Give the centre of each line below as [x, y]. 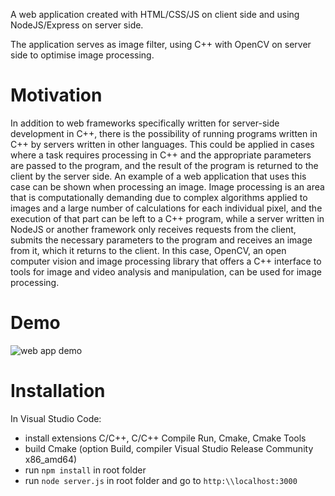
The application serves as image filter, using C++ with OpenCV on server [161, 44]
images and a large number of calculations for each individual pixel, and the [166, 208]
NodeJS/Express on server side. [77, 25]
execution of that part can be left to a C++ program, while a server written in [167, 218]
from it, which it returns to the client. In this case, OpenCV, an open [148, 250]
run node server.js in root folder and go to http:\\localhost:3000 [161, 480]
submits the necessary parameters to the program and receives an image [161, 240]
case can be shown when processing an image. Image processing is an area [167, 186]
